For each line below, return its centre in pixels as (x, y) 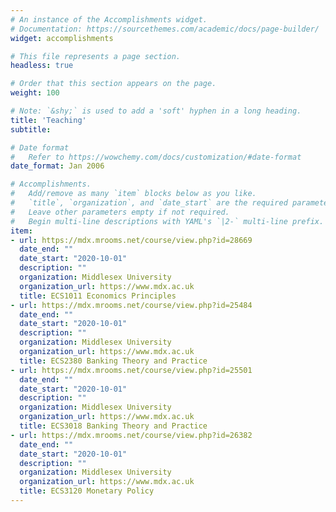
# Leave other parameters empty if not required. (120, 212)
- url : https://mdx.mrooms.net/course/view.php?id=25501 (131, 370)
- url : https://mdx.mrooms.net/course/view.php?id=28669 (131, 240)
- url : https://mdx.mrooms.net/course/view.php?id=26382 (131, 435)
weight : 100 (35, 93)
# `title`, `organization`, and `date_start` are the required (149, 203)
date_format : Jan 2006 (57, 166)
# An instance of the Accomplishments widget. (109, 19)
